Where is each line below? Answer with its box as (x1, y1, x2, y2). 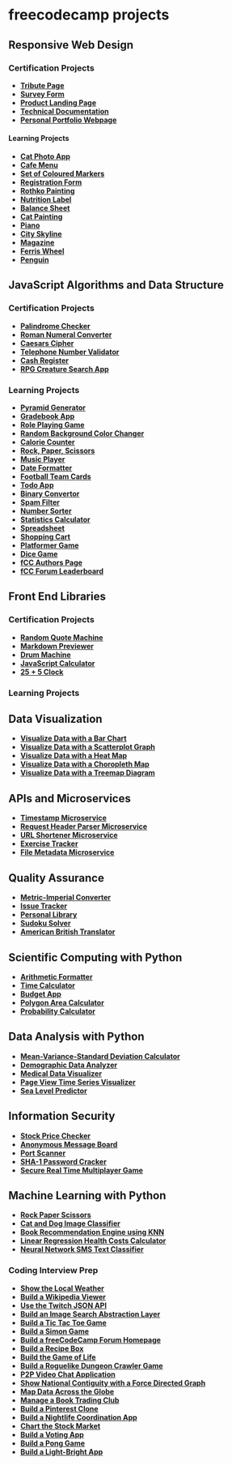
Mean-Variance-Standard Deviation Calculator (19, 1051, 180, 1061)
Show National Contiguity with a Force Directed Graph (19, 1377, 206, 1387)
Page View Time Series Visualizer (19, 1077, 136, 1087)
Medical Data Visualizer (19, 1068, 103, 1078)
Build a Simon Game (19, 1326, 90, 1336)
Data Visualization (8, 712, 103, 726)
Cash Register (19, 355, 70, 365)
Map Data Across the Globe (19, 1386, 115, 1396)
